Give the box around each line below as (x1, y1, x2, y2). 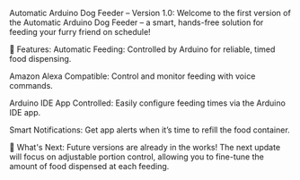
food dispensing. (9, 54, 72, 64)
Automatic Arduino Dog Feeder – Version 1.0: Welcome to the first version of (9, 8, 292, 18)
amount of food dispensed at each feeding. (9, 161, 170, 171)
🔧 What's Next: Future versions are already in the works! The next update (9, 142, 281, 152)
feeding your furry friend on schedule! (9, 27, 151, 37)
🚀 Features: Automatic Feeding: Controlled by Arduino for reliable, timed (9, 44, 276, 55)
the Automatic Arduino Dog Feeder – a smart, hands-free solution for (9, 17, 264, 28)
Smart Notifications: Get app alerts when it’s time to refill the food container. (9, 124, 290, 135)
